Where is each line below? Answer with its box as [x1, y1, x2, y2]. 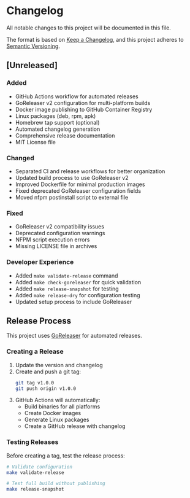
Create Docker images [24, 410, 82, 417]
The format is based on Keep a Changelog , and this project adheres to [6, 36, 184, 43]
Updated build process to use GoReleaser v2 [15, 174, 129, 181]
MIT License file [15, 138, 56, 146]
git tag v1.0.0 [15, 379, 55, 386]
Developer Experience [6, 258, 74, 267]
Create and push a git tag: [15, 368, 82, 375]
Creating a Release [6, 348, 64, 356]
